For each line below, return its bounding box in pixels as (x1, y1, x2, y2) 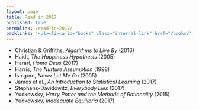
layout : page (6, 8, 38, 15)
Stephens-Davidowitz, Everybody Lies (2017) (14, 85, 126, 92)
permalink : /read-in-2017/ (6, 25, 73, 31)
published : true (6, 20, 46, 25)
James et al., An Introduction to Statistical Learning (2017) (14, 78, 157, 86)
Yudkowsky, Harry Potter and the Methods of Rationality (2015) (14, 91, 170, 98)
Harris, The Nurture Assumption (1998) (14, 66, 110, 73)
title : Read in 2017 (6, 14, 57, 20)
